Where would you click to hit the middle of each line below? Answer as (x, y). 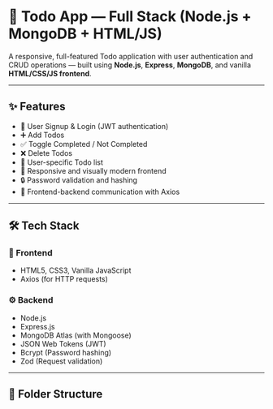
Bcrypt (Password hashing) (66, 352)
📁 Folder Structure (56, 394)
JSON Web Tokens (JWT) (63, 343)
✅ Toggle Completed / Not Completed (84, 144)
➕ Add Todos (42, 135)
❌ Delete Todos (46, 153)
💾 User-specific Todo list (62, 162)
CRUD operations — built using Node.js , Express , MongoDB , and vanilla (130, 65)
